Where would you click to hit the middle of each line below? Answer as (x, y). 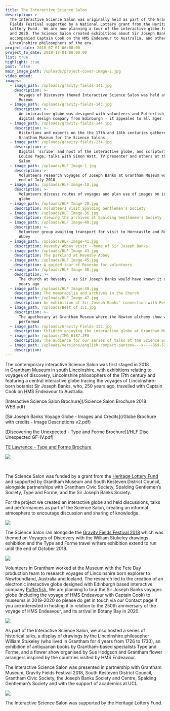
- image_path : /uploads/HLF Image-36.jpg (54, 213)
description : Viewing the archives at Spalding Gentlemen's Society (88, 218)
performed (29, 321)
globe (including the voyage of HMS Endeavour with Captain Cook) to (78, 595)
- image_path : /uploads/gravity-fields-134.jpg (61, 142)
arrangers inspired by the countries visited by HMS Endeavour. (71, 657)
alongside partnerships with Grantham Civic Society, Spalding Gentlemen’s (83, 487)
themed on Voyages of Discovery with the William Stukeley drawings (77, 538)
